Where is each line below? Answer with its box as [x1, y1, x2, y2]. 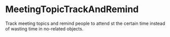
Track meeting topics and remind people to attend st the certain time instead [5, 20, 165, 26]
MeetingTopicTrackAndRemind [5, 4, 139, 15]
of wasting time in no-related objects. [5, 25, 84, 31]
